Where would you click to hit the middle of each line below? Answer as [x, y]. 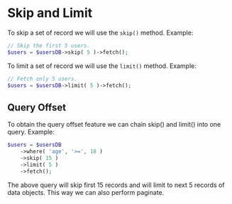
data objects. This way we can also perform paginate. [86, 192]
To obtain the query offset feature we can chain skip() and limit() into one [114, 125]
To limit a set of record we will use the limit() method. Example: [102, 66]
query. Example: [31, 132]
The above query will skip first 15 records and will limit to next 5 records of [116, 185]
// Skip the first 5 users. [49, 45]
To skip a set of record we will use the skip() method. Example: [100, 33]
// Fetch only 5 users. [43, 79]
